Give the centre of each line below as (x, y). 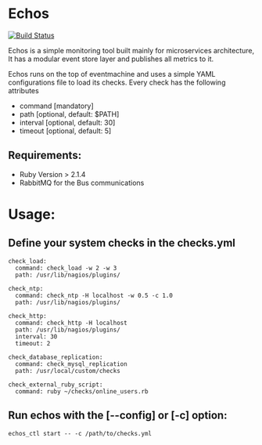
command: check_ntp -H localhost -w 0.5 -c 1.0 (94, 295)
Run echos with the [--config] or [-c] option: (118, 416)
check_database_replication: (56, 357)
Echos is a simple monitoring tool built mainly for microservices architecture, (131, 50)
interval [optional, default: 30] (67, 122)
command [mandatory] (56, 106)
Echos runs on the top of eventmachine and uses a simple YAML (112, 74)
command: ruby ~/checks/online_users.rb (82, 391)
